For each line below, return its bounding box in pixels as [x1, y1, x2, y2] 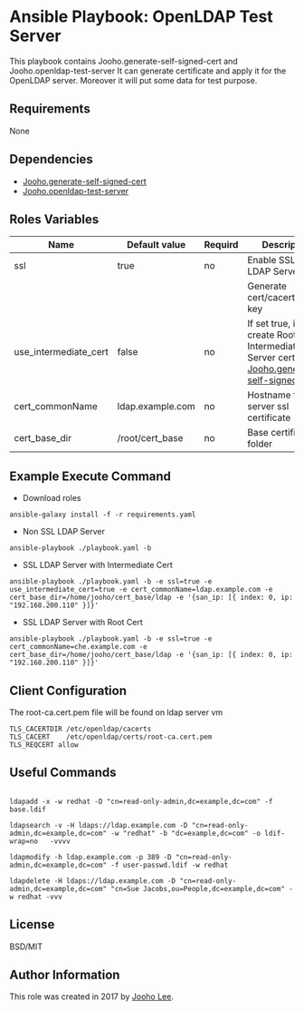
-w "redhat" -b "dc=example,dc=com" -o [109, 829, 261, 838]
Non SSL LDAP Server [22, 526, 106, 537]
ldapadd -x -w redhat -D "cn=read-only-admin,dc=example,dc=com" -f [9, 797, 273, 806]
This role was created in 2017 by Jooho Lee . [9, 991, 175, 1002]
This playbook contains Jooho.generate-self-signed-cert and [9, 55, 238, 66]
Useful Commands [9, 765, 117, 780]
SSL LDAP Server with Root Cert [22, 617, 143, 628]
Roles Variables [9, 211, 100, 227]
